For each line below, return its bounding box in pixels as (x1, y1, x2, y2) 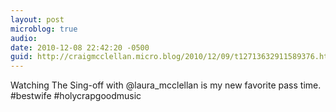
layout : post (10, 14, 65, 25)
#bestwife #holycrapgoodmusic (10, 90, 142, 102)
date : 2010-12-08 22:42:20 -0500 (10, 42, 150, 53)
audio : (10, 33, 38, 43)
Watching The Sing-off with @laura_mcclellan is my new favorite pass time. (10, 79, 322, 91)
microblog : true (10, 24, 78, 34)
